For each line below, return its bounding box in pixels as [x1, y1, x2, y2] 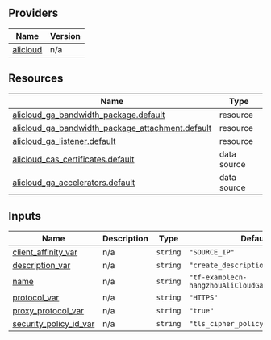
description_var [12, 260, 71, 271]
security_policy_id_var [12, 318, 95, 330]
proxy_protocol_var [12, 305, 85, 317]
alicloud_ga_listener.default [12, 135, 116, 146]
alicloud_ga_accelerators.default [12, 177, 135, 188]
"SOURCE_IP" [189, 248, 236, 257]
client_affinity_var [12, 246, 78, 258]
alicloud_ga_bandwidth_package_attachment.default [12, 122, 212, 133]
